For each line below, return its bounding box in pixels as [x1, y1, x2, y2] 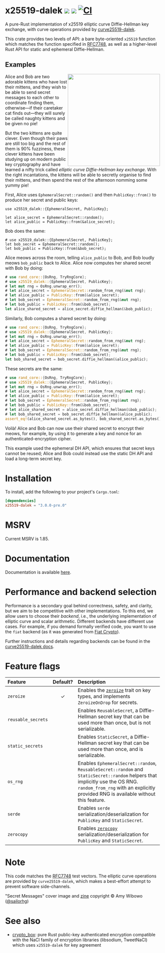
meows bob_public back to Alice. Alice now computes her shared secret [5, 260, 151, 266]
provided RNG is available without [78, 790, 156, 797]
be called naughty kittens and [5, 115, 65, 121]
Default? [52, 678, 73, 685]
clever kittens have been [5, 151, 55, 157]
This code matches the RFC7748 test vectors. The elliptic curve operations [5, 873, 157, 879]
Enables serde [78, 804, 110, 811]
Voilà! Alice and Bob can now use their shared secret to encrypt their [5, 425, 144, 431]
